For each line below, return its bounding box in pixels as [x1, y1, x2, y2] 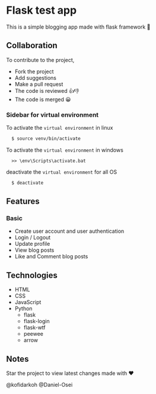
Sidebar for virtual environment [6, 111, 99, 119]
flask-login [23, 318, 50, 325]
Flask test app [6, 4, 77, 17]
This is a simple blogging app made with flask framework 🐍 [6, 23, 151, 30]
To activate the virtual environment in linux [6, 124, 113, 132]
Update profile [14, 240, 50, 248]
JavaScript [14, 299, 42, 306]
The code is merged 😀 [14, 96, 71, 103]
